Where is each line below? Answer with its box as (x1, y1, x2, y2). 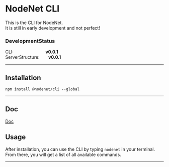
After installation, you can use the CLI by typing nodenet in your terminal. (5, 146, 155, 152)
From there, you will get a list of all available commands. (5, 151, 122, 157)
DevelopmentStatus (5, 37, 55, 44)
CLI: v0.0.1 (5, 49, 59, 55)
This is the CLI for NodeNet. (5, 20, 63, 26)
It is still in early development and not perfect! (5, 25, 101, 31)
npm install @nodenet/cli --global (5, 87, 80, 92)
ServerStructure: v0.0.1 (5, 54, 61, 60)
